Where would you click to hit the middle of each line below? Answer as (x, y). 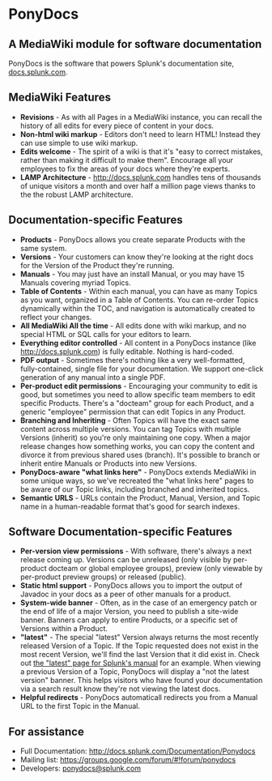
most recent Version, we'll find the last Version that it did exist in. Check (140, 655)
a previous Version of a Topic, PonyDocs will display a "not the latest (134, 672)
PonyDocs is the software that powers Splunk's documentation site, (121, 63)
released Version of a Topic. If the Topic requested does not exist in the (139, 646)
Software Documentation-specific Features (120, 532)
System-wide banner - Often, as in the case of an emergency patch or (138, 603)
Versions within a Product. (64, 629)
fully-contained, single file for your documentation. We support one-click (142, 369)
